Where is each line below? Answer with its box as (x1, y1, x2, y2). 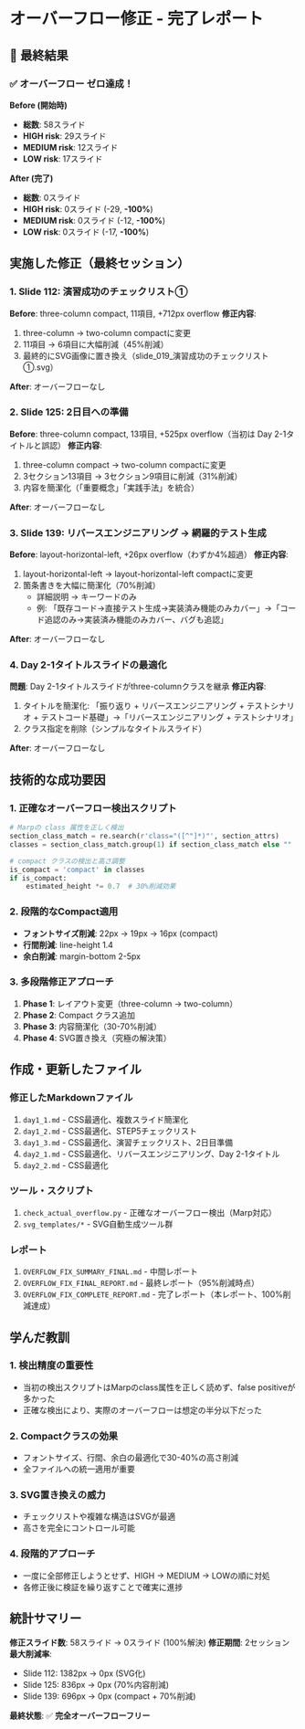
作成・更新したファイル (9, 1061, 142, 1078)
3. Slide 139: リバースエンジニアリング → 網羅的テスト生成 (9, 526, 267, 539)
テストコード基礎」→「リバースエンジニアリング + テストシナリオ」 (40, 712, 299, 722)
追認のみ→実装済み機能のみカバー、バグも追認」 (44, 614, 228, 626)
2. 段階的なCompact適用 (9, 905, 119, 918)
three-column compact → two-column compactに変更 (22, 459, 226, 470)
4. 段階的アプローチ (9, 1547, 96, 1560)
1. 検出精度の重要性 (9, 1359, 94, 1372)
